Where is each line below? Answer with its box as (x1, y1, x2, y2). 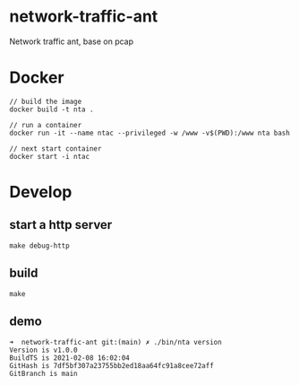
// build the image (9, 97, 82, 106)
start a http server (9, 217, 113, 232)
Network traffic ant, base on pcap (9, 36, 134, 47)
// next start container (9, 144, 102, 153)
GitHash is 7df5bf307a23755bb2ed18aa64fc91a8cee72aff (9, 361, 215, 370)
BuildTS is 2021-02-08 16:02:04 (9, 353, 130, 363)
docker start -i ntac (9, 152, 90, 161)
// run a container (9, 120, 82, 129)
